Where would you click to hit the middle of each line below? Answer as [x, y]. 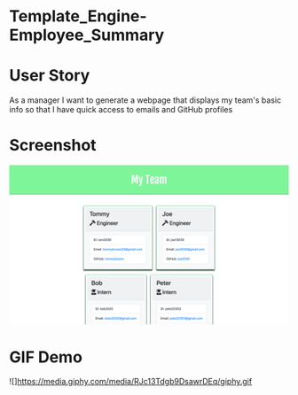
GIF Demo [46, 357]
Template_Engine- [78, 16]
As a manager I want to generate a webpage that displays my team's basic [145, 100]
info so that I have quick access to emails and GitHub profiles [121, 110]
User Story [50, 76]
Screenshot [53, 146]
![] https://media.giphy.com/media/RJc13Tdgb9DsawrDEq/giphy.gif [131, 382]
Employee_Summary [87, 35]
